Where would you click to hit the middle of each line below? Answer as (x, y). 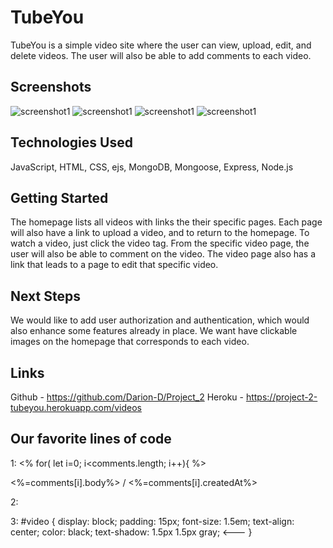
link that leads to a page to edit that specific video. (114, 265)
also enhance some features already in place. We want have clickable (154, 331)
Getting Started (59, 197)
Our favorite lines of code (91, 439)
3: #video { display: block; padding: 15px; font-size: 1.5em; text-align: (152, 521)
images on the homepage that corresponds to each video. (130, 342)
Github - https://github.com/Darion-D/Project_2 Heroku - (127, 397)
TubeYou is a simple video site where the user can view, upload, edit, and (161, 45)
